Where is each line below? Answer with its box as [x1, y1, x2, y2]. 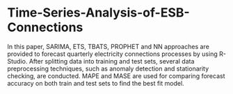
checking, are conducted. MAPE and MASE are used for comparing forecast [7, 71, 225, 80]
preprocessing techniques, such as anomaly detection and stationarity [7, 64, 209, 73]
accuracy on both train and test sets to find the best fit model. [7, 79, 184, 87]
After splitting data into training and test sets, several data [29, 57, 195, 65]
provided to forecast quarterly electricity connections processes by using [7, 50, 218, 58]
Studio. [7, 57, 28, 65]
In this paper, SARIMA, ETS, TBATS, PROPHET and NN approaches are [7, 42, 210, 50]
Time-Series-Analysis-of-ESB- [7, 5, 190, 21]
